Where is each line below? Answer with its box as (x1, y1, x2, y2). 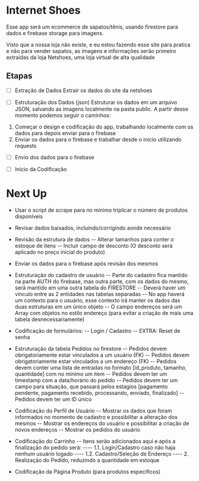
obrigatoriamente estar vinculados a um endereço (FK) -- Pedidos (14, 357, 177, 364)
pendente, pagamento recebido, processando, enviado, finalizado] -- (14, 389, 185, 396)
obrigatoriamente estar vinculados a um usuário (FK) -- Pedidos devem (14, 351, 189, 359)
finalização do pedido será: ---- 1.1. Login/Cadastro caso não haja (14, 444, 176, 451)
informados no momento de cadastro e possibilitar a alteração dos (14, 413, 178, 420)
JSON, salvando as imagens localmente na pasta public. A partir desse (14, 105, 189, 112)
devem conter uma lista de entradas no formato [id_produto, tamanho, (14, 364, 187, 371)
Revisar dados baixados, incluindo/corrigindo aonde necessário (14, 224, 171, 231)
